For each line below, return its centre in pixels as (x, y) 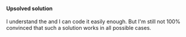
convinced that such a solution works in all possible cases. (79, 28)
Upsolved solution (29, 8)
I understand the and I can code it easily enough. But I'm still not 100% (94, 21)
